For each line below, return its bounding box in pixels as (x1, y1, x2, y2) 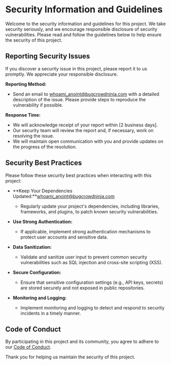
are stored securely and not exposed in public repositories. (20, 284, 145, 291)
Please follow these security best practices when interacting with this (5, 172, 152, 178)
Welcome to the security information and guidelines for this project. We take (5, 21, 166, 27)
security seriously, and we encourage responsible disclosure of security (5, 26, 158, 32)
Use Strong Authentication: (12, 218, 73, 225)
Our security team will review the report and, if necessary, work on (12, 127, 154, 133)
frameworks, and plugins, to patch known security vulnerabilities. (20, 208, 159, 214)
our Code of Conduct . (5, 344, 52, 350)
